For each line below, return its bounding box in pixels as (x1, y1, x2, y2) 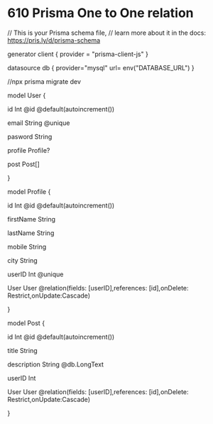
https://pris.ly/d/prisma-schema (7, 36, 101, 44)
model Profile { (7, 187, 51, 196)
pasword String (7, 132, 53, 141)
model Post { (7, 318, 45, 327)
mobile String (7, 242, 47, 251)
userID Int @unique (7, 270, 64, 278)
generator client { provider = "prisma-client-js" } (7, 50, 149, 58)
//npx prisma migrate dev (7, 77, 82, 86)
